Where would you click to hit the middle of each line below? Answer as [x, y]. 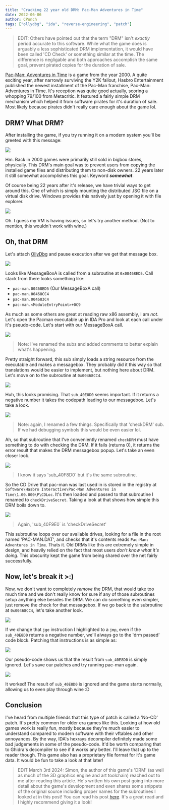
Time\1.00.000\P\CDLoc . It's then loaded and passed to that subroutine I [79, 494]
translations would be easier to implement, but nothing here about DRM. [80, 370]
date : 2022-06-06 [23, 15]
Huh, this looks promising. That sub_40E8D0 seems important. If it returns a [82, 394]
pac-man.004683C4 [31, 299]
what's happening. [37, 349]
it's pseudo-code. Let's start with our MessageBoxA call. [64, 325]
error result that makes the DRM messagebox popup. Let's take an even [80, 450]
